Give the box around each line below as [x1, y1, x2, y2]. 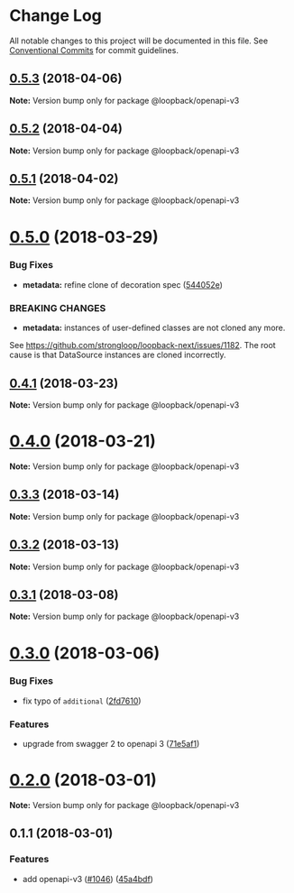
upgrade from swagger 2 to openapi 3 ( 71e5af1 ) [22, 739, 200, 750]
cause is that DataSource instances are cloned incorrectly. [9, 349, 227, 361]
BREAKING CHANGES [9, 301, 106, 314]
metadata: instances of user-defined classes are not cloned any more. [22, 322, 286, 334]
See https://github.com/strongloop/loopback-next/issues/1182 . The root [9, 340, 277, 351]
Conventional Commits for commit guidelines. [9, 44, 179, 55]
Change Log [9, 5, 102, 26]
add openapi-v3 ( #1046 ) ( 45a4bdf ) [22, 873, 153, 884]
